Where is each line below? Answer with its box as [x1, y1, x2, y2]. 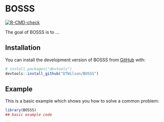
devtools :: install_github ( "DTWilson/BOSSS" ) [5, 71, 99, 76]
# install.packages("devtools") [5, 66, 72, 71]
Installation [5, 43, 41, 52]
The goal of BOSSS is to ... [5, 29, 60, 35]
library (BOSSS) [5, 108, 37, 113]
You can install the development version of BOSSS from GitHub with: [5, 57, 146, 63]
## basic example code [5, 113, 52, 118]
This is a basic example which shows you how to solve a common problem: [5, 98, 159, 104]
